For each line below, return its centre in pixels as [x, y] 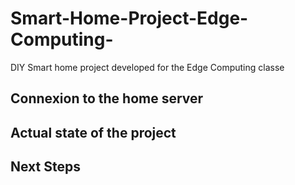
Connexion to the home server [107, 98]
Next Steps [45, 167]
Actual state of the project [93, 132]
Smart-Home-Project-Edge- [129, 18]
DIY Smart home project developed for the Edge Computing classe [147, 67]
